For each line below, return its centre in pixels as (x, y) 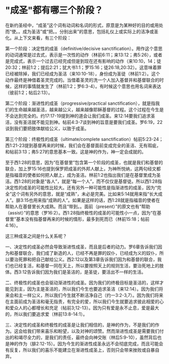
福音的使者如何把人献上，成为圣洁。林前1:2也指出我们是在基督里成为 (85, 175)
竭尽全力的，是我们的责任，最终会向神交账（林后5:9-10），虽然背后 (88, 337)
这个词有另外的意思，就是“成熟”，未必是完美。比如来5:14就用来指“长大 (85, 194)
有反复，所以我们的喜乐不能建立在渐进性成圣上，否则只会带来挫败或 (76, 350)
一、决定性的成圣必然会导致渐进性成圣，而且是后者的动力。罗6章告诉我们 (81, 247)
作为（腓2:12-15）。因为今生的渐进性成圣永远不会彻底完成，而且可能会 (91, 343)
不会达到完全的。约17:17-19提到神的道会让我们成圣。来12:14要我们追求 (78, 116)
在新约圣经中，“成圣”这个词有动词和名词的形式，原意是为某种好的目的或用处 (84, 25)
